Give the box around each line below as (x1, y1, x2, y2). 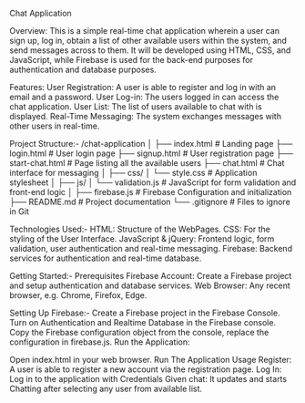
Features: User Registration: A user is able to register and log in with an (9, 82, 276, 92)
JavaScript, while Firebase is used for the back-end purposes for (9, 55, 253, 65)
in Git (9, 206, 30, 217)
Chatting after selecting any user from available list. (9, 383, 203, 394)
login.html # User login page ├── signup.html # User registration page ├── (9, 148, 294, 159)
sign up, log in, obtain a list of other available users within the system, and (9, 36, 287, 46)
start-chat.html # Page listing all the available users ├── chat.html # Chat (9, 158, 285, 168)
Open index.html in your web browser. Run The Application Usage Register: (9, 355, 292, 365)
